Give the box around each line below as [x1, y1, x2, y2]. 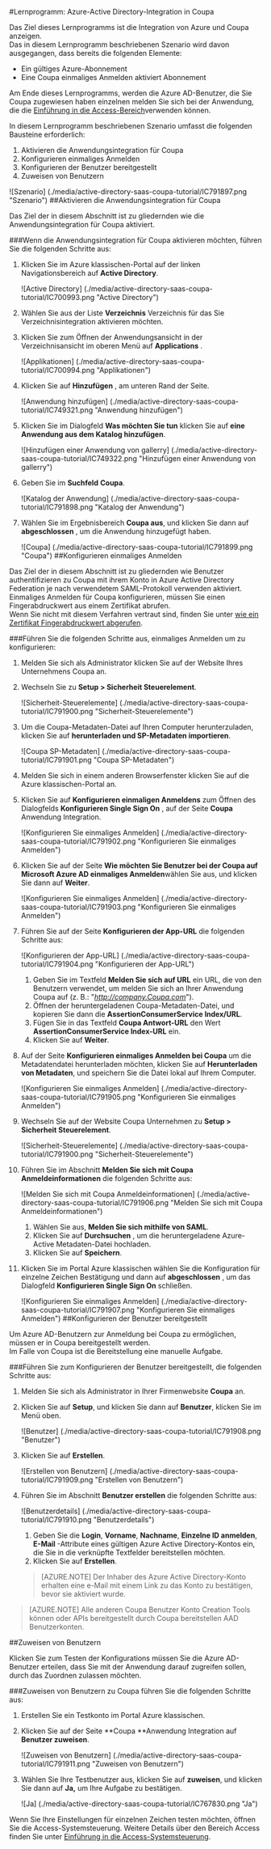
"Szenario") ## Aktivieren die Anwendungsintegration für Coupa [9, 196, 221, 205]
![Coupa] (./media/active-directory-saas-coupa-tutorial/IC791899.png [20, 542, 253, 552]
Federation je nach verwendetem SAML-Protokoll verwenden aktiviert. [9, 584, 243, 593]
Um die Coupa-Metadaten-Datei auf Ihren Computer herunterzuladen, [20, 722, 254, 731]
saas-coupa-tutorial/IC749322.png [20, 454, 138, 463]
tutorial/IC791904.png [20, 959, 94, 969]
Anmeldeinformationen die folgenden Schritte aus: [20, 1174, 193, 1183]
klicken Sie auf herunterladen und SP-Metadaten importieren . [20, 731, 231, 740]
